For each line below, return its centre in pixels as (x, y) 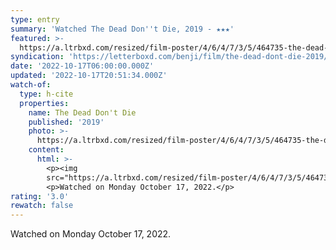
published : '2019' (66, 122)
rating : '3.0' (40, 196)
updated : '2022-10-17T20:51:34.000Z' (89, 76)
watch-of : (31, 85)
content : (46, 150)
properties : (44, 103)
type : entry (35, 19)
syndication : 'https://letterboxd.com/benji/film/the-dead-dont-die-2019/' (171, 57)
